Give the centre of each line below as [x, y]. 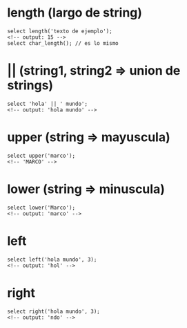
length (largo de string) [75, 13]
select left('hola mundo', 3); [52, 259]
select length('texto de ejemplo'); [60, 31]
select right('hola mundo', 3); [53, 311]
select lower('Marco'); [41, 208]
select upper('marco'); [41, 156]
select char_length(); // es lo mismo [63, 43]
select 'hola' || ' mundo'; [48, 104]
